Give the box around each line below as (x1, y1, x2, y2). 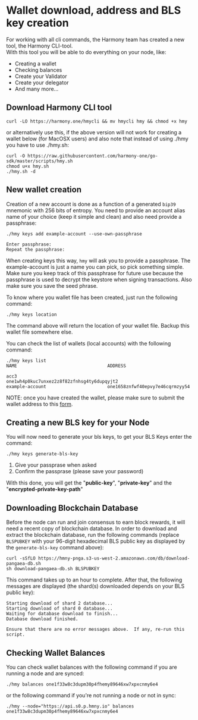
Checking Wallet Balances (6, 647, 105, 658)
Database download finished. (6, 616, 78, 622)
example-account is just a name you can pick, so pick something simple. (6, 263, 184, 271)
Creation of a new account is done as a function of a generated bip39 (6, 200, 177, 207)
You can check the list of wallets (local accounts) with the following (6, 339, 171, 347)
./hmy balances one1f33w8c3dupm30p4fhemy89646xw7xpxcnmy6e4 (6, 681, 159, 687)
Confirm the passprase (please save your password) (14, 468, 144, 475)
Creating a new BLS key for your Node (6, 417, 150, 427)
